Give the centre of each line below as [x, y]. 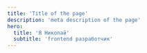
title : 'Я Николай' [42, 33]
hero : [15, 26]
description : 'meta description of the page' [74, 20]
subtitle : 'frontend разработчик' [63, 39]
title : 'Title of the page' [48, 13]
